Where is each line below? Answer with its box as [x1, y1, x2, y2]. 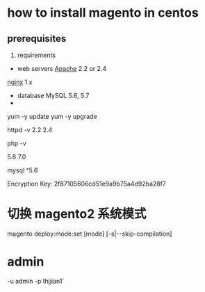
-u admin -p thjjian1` [7, 277, 65, 285]
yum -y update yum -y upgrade [7, 113, 97, 120]
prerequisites [7, 33, 67, 44]
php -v [7, 139, 26, 147]
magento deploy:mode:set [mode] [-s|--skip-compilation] [7, 229, 172, 238]
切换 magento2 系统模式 [7, 206, 147, 222]
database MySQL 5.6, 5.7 [17, 92, 90, 99]
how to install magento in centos [7, 5, 199, 21]
